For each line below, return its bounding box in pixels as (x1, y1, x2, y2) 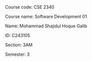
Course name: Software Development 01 (5, 14, 87, 19)
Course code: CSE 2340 (5, 4, 55, 10)
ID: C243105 (5, 33, 31, 38)
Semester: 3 (5, 51, 30, 57)
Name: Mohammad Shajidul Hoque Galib (5, 23, 88, 29)
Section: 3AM (5, 42, 33, 48)
